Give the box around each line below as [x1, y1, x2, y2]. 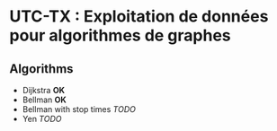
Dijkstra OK [22, 85, 66, 95]
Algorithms [9, 61, 74, 76]
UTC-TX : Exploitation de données [9, 6, 269, 27]
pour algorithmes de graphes [9, 25, 231, 46]
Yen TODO [22, 114, 62, 124]
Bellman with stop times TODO [22, 104, 137, 114]
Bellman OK [22, 94, 67, 105]
